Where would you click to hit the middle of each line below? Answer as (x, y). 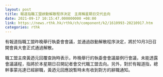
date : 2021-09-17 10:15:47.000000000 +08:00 (51, 18)
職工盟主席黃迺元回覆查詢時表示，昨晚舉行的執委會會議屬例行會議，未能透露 (81, 58)
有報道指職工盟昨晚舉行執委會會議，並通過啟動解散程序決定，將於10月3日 (79, 42)
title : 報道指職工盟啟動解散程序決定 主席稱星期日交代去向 (58, 14)
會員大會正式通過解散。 (33, 48)
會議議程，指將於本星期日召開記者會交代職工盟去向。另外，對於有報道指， (79, 64)
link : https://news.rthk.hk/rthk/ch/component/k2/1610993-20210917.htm (79, 23)
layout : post (18, 9)
